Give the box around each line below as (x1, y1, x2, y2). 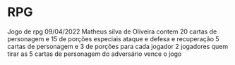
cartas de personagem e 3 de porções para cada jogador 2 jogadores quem (7, 42, 229, 50)
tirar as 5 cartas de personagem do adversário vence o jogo (7, 50, 182, 58)
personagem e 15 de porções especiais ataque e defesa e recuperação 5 (7, 34, 220, 43)
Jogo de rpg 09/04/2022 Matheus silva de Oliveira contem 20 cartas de (7, 27, 217, 36)
